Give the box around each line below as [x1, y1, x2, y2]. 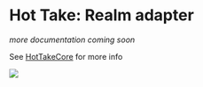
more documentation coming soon [9, 34, 136, 45]
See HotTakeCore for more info [9, 51, 123, 62]
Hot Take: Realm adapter [9, 5, 195, 25]
